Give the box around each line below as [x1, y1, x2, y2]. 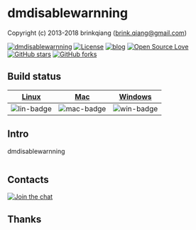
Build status [7, 70, 62, 83]
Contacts [7, 173, 50, 186]
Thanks [7, 213, 42, 225]
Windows [119, 91, 152, 101]
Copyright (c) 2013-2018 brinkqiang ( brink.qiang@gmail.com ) [7, 28, 187, 37]
